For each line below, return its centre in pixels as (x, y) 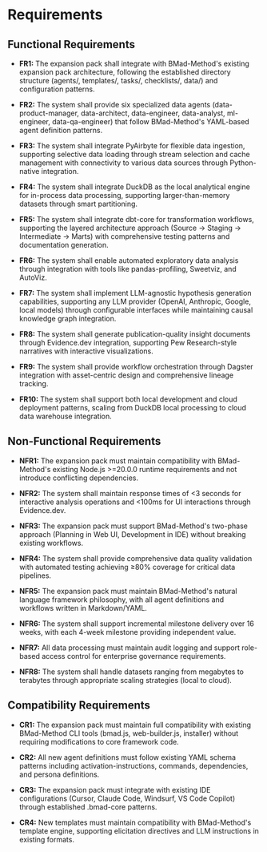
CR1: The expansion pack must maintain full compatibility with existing (135, 725)
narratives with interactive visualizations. (86, 351)
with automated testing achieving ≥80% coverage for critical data (127, 567)
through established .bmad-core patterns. (88, 806)
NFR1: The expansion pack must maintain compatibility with (118, 460)
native (29, 171)
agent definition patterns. (61, 130)
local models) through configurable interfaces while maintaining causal (136, 310)
